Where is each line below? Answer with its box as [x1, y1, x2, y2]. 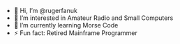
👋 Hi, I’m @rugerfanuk [13, 7, 78, 14]
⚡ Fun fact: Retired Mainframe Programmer [13, 29, 138, 37]
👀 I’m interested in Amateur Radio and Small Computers [13, 14, 174, 22]
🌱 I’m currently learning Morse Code [13, 21, 119, 29]
